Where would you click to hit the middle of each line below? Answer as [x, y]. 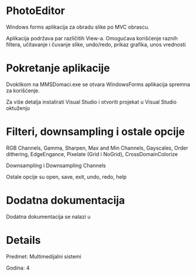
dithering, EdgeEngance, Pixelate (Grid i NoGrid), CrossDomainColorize [92, 154]
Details [23, 240]
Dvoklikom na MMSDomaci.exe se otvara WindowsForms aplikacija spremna [98, 84]
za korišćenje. [23, 90]
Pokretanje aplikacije [58, 68]
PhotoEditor [36, 11]
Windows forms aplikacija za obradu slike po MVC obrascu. [78, 27]
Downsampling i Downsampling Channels [56, 165]
